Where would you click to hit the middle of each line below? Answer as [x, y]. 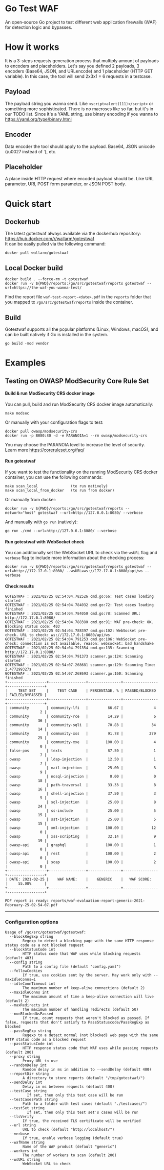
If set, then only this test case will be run [75, 1095]
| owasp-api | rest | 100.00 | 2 [81, 854]
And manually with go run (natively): [41, 522]
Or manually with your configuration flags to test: [54, 422]
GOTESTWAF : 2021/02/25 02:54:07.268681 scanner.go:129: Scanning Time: [81, 665]
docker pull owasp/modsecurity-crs [41, 431]
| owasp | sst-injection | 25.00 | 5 [81, 819]
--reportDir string [29, 1073]
